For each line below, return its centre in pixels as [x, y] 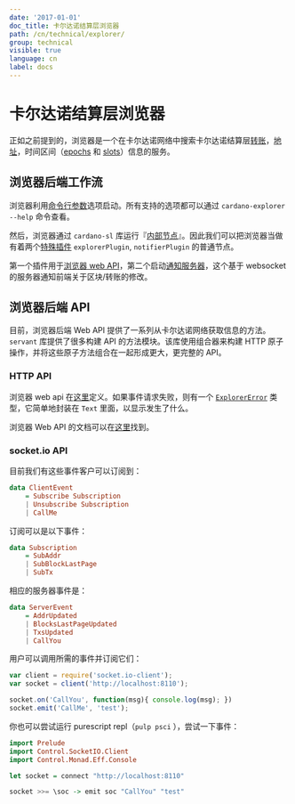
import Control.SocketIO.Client [69, 751]
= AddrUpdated [51, 615]
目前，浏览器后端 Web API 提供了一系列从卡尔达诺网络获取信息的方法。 [140, 330]
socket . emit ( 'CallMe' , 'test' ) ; [69, 709]
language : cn [33, 59]
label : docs [31, 68]
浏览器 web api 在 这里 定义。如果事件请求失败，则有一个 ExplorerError [139, 396]
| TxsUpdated [49, 632]
